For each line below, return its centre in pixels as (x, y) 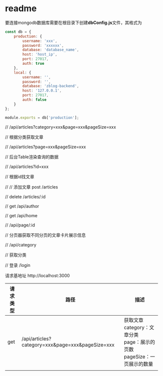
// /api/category (21, 244)
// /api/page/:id (20, 225)
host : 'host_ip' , (40, 55)
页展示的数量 (139, 364)
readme (21, 9)
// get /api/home (21, 215)
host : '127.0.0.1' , (42, 91)
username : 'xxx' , (40, 41)
